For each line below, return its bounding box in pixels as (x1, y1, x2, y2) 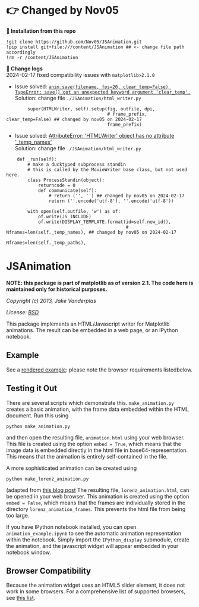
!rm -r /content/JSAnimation (6, 54, 78, 60)
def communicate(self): (37, 187, 97, 193)
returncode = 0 (37, 182, 76, 188)
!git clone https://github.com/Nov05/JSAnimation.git (6, 39, 143, 45)
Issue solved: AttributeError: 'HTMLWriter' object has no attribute (14, 132, 175, 139)
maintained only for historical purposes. (6, 286, 108, 293)
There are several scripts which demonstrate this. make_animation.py (6, 399, 174, 406)
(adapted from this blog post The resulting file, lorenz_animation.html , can (6, 486, 189, 494)
